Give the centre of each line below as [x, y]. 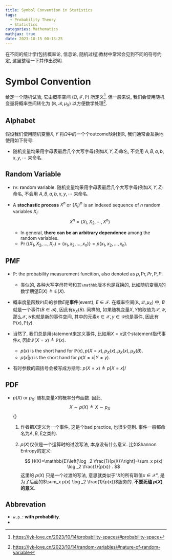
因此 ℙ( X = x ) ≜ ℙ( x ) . [44, 340]
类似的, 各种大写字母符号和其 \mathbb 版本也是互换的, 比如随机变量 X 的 [93, 285]
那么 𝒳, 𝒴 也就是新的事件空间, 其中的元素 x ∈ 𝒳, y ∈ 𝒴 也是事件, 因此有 [86, 317]
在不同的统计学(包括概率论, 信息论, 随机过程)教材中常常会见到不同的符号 [81, 54]
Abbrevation [26, 505]
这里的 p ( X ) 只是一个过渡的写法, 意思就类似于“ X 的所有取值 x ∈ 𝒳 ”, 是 [92, 475]
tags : [11, 15]
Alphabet [20, 121]
